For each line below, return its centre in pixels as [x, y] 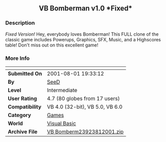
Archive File [23, 131]
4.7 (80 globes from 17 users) [84, 98]
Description [20, 23]
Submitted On [25, 74]
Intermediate [62, 90]
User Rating [22, 98]
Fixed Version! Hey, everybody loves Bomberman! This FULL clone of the [82, 34]
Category [20, 115]
